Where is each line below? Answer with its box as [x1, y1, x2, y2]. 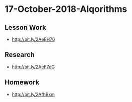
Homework [4, 78, 40, 87]
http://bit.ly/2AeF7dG [11, 63, 55, 70]
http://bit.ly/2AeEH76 [11, 36, 55, 42]
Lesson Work [4, 23, 47, 32]
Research [4, 51, 35, 59]
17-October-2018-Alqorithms [4, 3, 128, 15]
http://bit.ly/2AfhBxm [11, 91, 55, 97]
